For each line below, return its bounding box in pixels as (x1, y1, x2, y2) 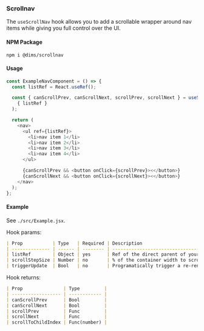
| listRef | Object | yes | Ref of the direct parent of (6, 251, 186, 258)
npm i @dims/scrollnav (6, 52, 64, 58)
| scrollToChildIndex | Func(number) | (6, 319, 107, 326)
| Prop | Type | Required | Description (6, 240, 143, 247)
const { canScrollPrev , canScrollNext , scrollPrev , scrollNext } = (12, 95, 186, 101)
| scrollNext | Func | (6, 314, 107, 320)
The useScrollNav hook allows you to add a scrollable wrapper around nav (6, 18, 192, 26)
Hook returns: (6, 274, 41, 281)
